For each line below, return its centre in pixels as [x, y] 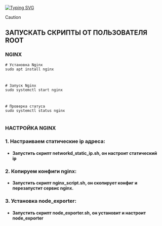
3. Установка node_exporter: [41, 201]
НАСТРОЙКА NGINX [31, 128]
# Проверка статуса [25, 106]
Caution [13, 17]
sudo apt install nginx [30, 69]
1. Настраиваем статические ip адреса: [55, 141]
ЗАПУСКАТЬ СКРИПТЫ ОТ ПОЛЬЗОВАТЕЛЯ [76, 33]
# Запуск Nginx [21, 86]
